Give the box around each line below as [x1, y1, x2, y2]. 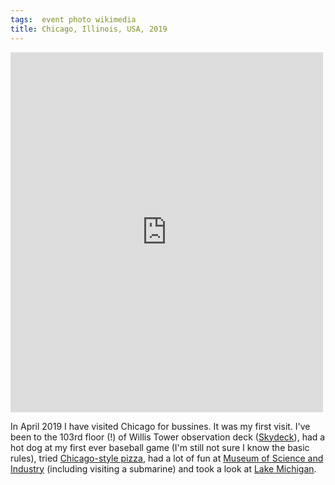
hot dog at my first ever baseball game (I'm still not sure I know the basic [10, 441, 310, 453]
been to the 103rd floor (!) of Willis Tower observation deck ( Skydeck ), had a [10, 431, 326, 443]
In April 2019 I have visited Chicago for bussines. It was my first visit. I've [10, 420, 311, 432]
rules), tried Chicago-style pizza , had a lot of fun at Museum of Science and [10, 452, 324, 464]
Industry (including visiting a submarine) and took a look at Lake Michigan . [10, 462, 317, 475]
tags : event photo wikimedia [10, 14, 137, 25]
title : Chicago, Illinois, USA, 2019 [10, 24, 168, 34]
